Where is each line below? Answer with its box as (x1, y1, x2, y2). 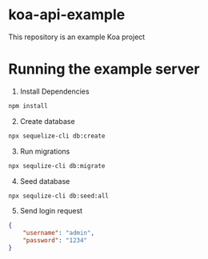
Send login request (19, 206, 82, 216)
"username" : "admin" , (22, 229, 94, 237)
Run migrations (19, 146, 70, 156)
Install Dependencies (19, 86, 90, 96)
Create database (19, 116, 75, 126)
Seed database (19, 176, 70, 185)
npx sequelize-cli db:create (8, 132, 106, 140)
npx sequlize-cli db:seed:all (8, 192, 110, 200)
